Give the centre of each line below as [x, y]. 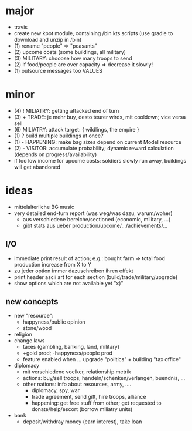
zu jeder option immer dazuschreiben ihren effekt [73, 271]
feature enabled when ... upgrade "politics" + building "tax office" [102, 359]
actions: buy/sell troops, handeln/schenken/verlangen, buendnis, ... [104, 378]
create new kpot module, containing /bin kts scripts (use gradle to [93, 33]
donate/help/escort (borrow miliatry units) [82, 409]
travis [20, 27]
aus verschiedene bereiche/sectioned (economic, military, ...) [97, 219]
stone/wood [37, 328]
